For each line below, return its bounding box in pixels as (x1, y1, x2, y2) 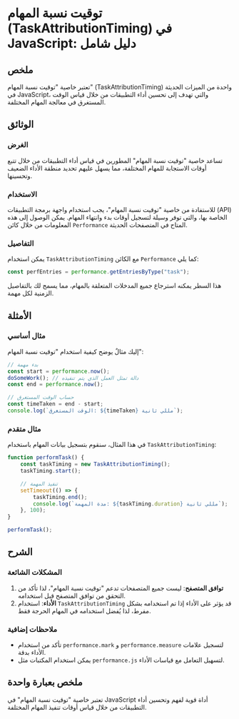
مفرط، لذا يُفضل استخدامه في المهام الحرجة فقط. (17, 606, 151, 615)
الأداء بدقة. (17, 648, 46, 656)
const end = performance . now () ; (7, 381, 103, 388)
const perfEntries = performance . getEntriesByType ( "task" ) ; (7, 268, 190, 276)
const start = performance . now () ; (7, 368, 111, 375)
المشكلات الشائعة (7, 568, 62, 578)
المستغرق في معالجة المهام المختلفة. (7, 98, 106, 106)
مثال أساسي (7, 331, 46, 341)
